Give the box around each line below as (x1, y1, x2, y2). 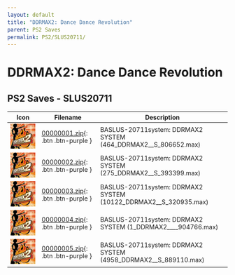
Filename (54, 113, 82, 121)
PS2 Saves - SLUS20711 (7, 92, 113, 105)
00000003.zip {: (41, 187, 88, 195)
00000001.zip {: (41, 129, 88, 137)
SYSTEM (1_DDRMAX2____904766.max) (100, 223, 219, 232)
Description (145, 113, 180, 121)
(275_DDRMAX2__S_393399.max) (100, 169, 201, 177)
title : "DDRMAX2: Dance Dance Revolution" (7, 18, 133, 26)
